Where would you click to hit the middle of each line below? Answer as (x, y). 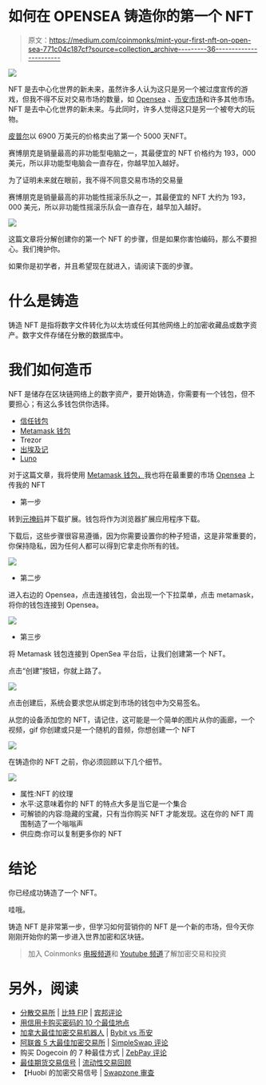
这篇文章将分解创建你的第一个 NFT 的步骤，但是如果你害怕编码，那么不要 (129, 239)
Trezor (31, 440)
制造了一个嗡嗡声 (55, 824)
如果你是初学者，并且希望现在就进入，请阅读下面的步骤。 (103, 265)
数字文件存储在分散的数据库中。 (75, 335)
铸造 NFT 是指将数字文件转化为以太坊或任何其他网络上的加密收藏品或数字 (129, 325)
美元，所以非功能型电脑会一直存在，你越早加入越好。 (96, 163)
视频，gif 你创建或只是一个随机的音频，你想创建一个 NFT (102, 729)
